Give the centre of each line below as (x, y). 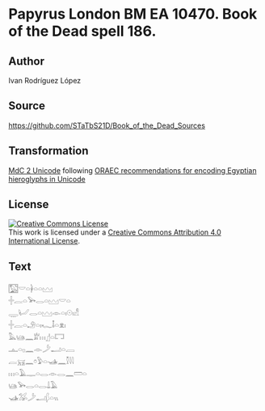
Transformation (48, 151)
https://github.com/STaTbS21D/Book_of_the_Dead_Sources (107, 125)
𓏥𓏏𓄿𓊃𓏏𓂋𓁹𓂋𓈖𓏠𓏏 (48, 374)
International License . (44, 241)
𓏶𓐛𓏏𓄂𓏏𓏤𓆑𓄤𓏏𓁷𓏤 (37, 325)
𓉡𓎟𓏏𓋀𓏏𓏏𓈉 (31, 289)
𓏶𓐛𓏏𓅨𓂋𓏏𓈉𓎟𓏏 (40, 301)
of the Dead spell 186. (82, 31)
